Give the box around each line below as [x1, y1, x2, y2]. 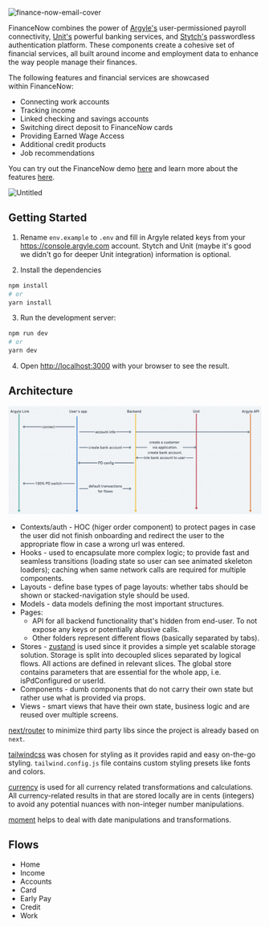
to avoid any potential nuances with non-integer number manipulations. [8, 799, 245, 809]
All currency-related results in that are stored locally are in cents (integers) [8, 790, 255, 800]
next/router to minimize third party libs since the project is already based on [8, 725, 259, 735]
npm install [8, 281, 48, 289]
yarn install [8, 298, 52, 307]
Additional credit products [19, 140, 107, 149]
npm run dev [8, 329, 48, 337]
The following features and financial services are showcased [8, 73, 210, 82]
